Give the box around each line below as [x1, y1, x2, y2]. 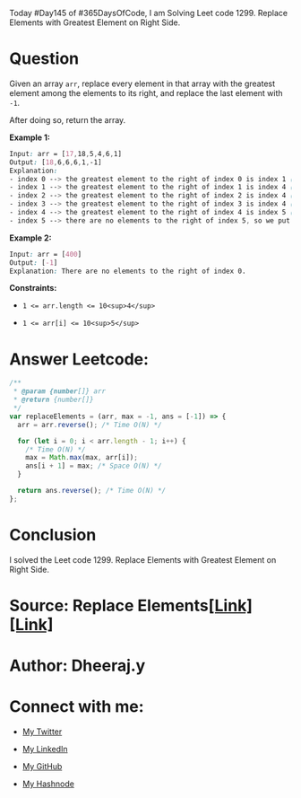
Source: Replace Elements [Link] [9, 595, 254, 616]
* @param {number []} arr [13, 387, 106, 396]
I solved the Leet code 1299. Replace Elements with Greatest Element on [9, 554, 277, 565]
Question [9, 48, 79, 69]
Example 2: [9, 232, 52, 243]
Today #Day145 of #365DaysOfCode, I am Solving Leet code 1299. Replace [9, 8, 288, 18]
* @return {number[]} [13, 395, 94, 405]
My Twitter [21, 726, 63, 737]
